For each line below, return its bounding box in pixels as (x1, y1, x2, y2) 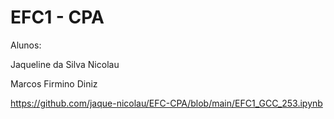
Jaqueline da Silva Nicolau (10, 58, 120, 70)
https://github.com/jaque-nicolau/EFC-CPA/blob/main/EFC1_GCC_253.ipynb (10, 97, 323, 109)
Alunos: (10, 39, 42, 51)
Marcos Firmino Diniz (10, 77, 98, 90)
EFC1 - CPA (10, 6, 105, 29)
